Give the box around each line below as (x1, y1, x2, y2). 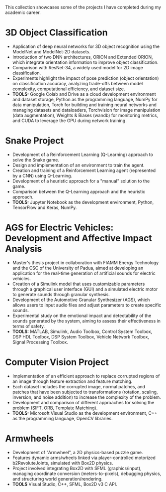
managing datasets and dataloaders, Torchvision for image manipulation (12, 107, 161, 113)
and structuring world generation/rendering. (12, 476, 103, 482)
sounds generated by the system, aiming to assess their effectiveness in (12, 318, 161, 324)
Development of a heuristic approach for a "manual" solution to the (12, 178, 150, 184)
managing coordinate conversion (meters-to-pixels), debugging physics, (12, 471, 162, 477)
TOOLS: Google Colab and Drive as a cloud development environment (12, 91, 156, 97)
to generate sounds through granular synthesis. (12, 291, 110, 297)
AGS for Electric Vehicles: (5, 222, 114, 233)
